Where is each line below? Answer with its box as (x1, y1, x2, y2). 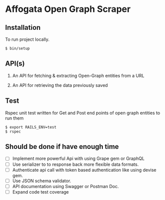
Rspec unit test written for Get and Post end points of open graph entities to (5, 110, 161, 116)
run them (5, 115, 24, 121)
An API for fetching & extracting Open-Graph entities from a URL (12, 72, 145, 78)
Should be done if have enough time (5, 142, 119, 151)
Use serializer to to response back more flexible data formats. (12, 161, 139, 167)
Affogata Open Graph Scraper (5, 3, 131, 15)
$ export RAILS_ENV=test (5, 125, 57, 130)
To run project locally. (5, 36, 50, 42)
